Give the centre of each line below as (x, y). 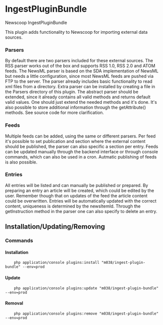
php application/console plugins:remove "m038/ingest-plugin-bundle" (86, 313)
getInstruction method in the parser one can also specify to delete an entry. (81, 211)
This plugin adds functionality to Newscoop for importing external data (76, 32)
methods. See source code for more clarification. (55, 113)
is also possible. (21, 162)
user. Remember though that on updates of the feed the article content (76, 196)
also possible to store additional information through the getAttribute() (76, 107)
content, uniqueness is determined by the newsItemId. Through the (73, 206)
